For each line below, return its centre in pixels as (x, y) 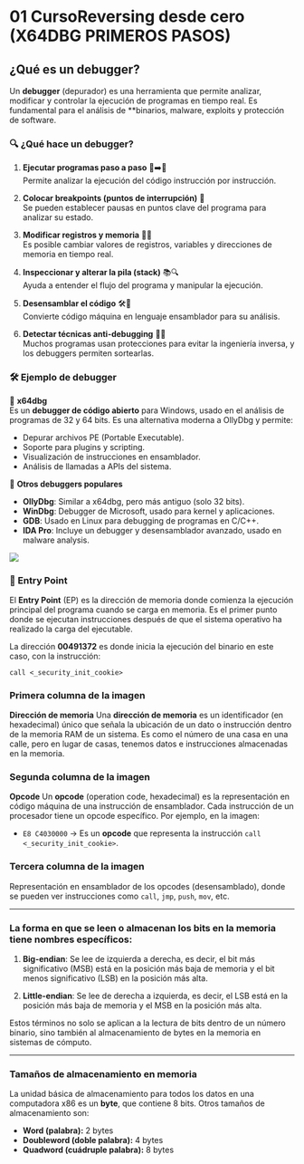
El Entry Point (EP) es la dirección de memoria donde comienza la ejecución (152, 600)
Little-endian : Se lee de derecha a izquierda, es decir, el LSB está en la (155, 996)
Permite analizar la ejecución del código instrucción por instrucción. (149, 181)
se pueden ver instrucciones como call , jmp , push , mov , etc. (119, 896)
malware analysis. (56, 540)
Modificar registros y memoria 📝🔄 (87, 235)
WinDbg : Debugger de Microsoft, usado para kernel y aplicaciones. (148, 511)
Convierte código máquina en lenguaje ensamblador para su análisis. (151, 317)
